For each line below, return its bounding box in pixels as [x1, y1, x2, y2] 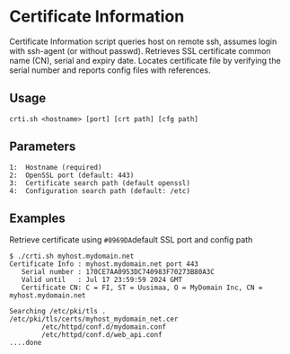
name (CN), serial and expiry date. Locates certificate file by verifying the [9, 55, 281, 66]
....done [9, 339, 42, 348]
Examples [9, 210, 66, 226]
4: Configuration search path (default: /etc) [9, 186, 191, 195]
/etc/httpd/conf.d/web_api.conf [41, 331, 163, 340]
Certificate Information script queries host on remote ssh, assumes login [9, 36, 277, 47]
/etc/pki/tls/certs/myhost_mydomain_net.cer [9, 314, 179, 324]
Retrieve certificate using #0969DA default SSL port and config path [9, 235, 253, 245]
